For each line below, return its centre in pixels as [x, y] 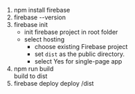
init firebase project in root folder [71, 32]
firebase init [31, 25]
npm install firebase [42, 10]
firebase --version [39, 17]
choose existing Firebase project [81, 47]
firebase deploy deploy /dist [54, 83]
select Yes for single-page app [78, 61]
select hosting [44, 39]
